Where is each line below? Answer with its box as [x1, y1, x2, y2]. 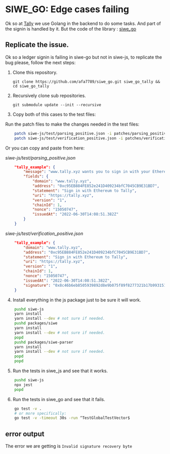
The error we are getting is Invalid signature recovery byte [5, 443, 133, 449]
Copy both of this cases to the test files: [12, 111, 96, 117]
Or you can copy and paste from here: [5, 145, 85, 151]
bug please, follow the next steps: [5, 59, 76, 66]
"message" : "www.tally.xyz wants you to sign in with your [23, 169, 151, 174]
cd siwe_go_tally [12, 83, 50, 88]
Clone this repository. [12, 69, 58, 75]
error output [5, 430, 45, 438]
